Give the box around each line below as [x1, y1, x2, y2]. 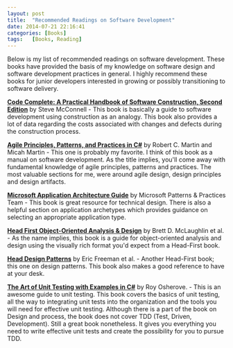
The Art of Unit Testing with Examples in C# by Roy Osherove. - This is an [7, 283, 221, 291]
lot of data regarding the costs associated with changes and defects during [7, 120, 222, 128]
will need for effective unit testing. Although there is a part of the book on [7, 305, 217, 313]
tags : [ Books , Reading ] [7, 36, 82, 43]
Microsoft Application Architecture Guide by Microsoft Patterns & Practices [7, 191, 226, 200]
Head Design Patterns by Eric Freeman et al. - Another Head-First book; [7, 254, 215, 263]
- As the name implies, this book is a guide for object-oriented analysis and [7, 234, 222, 243]
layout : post [7, 10, 45, 17]
